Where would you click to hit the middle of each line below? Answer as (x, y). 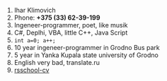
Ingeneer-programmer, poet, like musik (71, 25)
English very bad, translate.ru (57, 62)
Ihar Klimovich (35, 10)
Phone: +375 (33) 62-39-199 (57, 18)
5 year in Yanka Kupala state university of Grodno (86, 55)
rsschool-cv (31, 70)
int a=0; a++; (35, 41)
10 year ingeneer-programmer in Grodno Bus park (87, 48)
